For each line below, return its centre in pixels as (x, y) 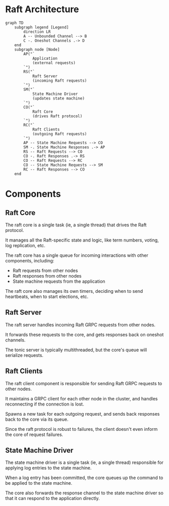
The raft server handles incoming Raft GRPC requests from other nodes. (80, 325)
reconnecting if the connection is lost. (45, 404)
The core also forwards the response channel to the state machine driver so (84, 493)
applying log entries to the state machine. (49, 468)
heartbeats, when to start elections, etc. (47, 296)
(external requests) (54, 63)
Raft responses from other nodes (47, 276)
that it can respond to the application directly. (53, 498)
